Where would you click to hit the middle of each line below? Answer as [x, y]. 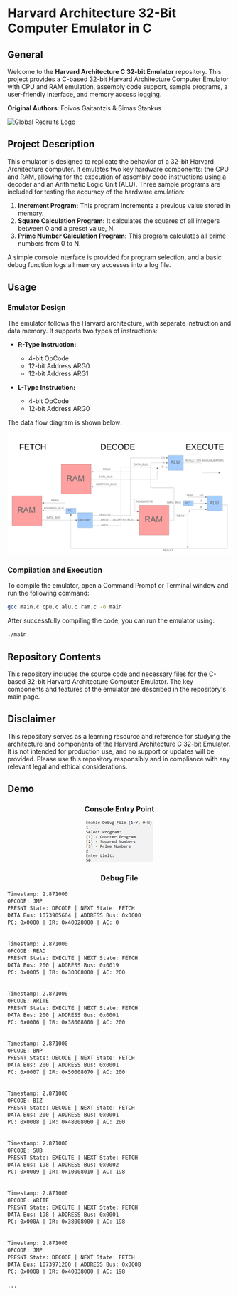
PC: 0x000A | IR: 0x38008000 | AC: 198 [66, 1222]
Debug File [119, 878]
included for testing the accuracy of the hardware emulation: [96, 192]
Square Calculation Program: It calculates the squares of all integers [119, 220]
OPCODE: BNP [25, 1051]
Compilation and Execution [55, 570]
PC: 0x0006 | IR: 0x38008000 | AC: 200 [66, 1022]
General [26, 54]
